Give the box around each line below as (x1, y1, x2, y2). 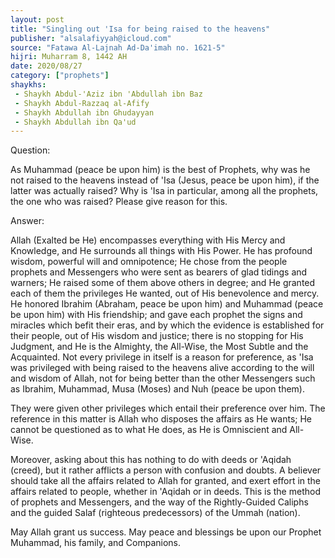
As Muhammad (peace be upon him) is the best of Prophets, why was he (10, 164, 311, 176)
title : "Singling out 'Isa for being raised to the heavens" (10, 24, 271, 34)
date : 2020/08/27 (10, 61, 83, 71)
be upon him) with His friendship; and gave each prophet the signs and (10, 309, 303, 321)
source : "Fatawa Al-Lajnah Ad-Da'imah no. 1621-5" (10, 42, 226, 53)
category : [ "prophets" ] (10, 71, 110, 81)
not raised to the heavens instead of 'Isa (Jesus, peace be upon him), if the (10, 174, 320, 186)
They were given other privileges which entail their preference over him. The (10, 402, 326, 415)
